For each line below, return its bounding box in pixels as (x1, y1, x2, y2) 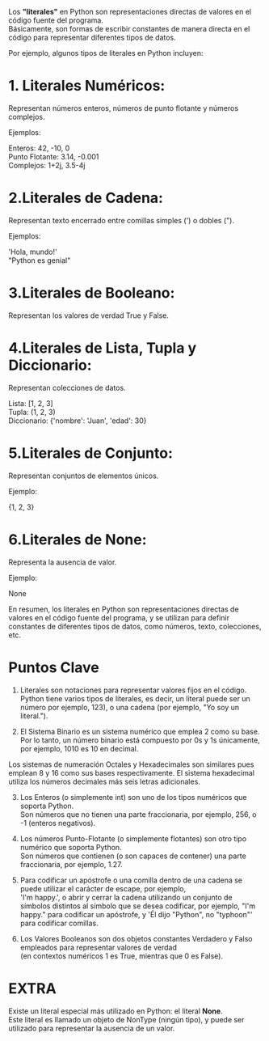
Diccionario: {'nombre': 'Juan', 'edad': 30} (8, 416, 147, 425)
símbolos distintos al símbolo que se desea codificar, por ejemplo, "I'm (19, 901, 256, 911)
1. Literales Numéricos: (8, 77, 166, 95)
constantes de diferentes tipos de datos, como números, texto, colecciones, (8, 621, 262, 631)
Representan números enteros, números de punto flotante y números (8, 103, 239, 112)
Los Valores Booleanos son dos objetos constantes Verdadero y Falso (19, 933, 253, 943)
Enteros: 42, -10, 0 (8, 143, 70, 153)
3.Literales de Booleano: (8, 284, 175, 303)
